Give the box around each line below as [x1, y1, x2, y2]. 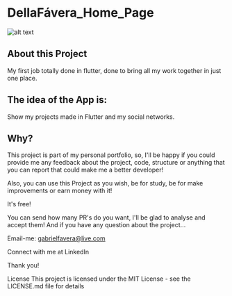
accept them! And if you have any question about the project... [7, 221, 186, 229]
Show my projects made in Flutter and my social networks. [7, 113, 175, 121]
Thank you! [7, 261, 40, 270]
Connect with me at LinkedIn [7, 248, 89, 256]
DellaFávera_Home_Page [7, 5, 154, 21]
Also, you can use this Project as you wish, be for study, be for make [7, 179, 204, 188]
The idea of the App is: [7, 94, 108, 106]
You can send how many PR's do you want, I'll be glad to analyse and [7, 213, 206, 222]
